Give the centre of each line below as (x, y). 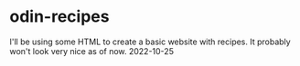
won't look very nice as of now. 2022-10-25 (91, 51)
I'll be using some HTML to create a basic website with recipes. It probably (150, 42)
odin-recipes (59, 17)
